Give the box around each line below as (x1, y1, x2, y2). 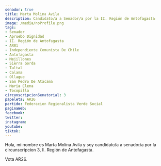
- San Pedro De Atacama (5, 79, 53, 84)
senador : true (5, 7, 34, 12)
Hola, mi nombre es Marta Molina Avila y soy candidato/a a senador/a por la (5, 142, 157, 148)
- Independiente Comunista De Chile (5, 47, 79, 52)
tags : (5, 25, 16, 30)
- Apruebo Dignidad (5, 34, 45, 39)
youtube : (5, 124, 23, 129)
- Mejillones (5, 57, 32, 61)
